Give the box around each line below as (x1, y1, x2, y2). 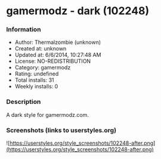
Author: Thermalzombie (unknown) (14, 39, 101, 46)
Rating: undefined (14, 70, 59, 78)
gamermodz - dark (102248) (6, 4, 150, 18)
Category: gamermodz (14, 64, 71, 71)
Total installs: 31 (14, 77, 55, 84)
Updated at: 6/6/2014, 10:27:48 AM (14, 52, 101, 59)
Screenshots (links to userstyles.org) (6, 126, 117, 134)
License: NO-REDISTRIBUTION (14, 58, 91, 65)
